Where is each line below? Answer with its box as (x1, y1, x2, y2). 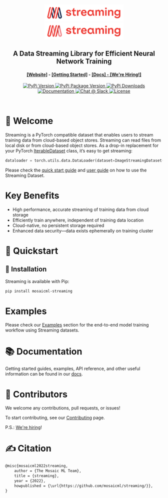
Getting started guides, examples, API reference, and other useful (5, 365, 140, 371)
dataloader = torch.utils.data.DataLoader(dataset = (5, 158, 115, 163)
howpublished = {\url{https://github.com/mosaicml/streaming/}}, (14, 483, 153, 488)
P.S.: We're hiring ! (5, 424, 42, 430)
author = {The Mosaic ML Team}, (14, 468, 81, 473)
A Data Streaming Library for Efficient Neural (12, 49, 155, 58)
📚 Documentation (5, 345, 82, 357)
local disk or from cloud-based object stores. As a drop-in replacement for (5, 142, 159, 148)
